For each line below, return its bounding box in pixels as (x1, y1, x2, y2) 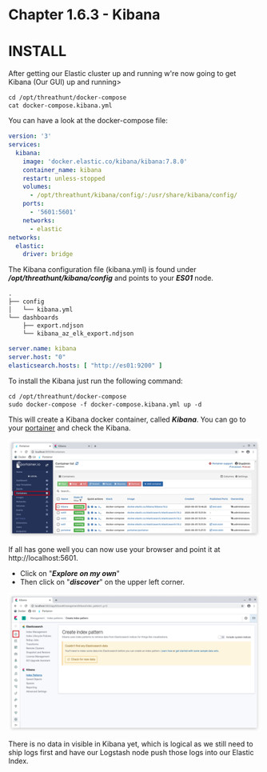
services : (8, 141, 42, 149)
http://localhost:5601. (8, 553, 78, 562)
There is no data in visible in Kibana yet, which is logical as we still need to (8, 739, 253, 749)
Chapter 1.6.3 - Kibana (8, 6, 161, 24)
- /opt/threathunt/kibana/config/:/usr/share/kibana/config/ (29, 191, 238, 199)
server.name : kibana (8, 345, 78, 353)
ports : (22, 200, 45, 208)
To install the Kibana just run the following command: (8, 376, 183, 386)
